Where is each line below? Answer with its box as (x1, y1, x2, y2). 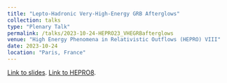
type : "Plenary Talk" (7, 23, 71, 30)
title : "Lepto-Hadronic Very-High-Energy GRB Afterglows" (7, 10, 180, 17)
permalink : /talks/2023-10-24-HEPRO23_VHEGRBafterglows (7, 29, 174, 37)
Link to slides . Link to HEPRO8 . (7, 68, 97, 77)
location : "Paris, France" (7, 50, 86, 56)
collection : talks (7, 17, 61, 24)
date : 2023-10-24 (7, 43, 58, 50)
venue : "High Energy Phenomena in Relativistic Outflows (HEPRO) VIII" (7, 36, 221, 43)
